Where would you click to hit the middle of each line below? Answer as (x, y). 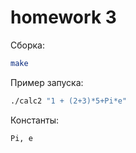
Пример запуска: (47, 82)
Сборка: (27, 45)
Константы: (35, 120)
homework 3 (63, 17)
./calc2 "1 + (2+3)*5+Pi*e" (69, 101)
